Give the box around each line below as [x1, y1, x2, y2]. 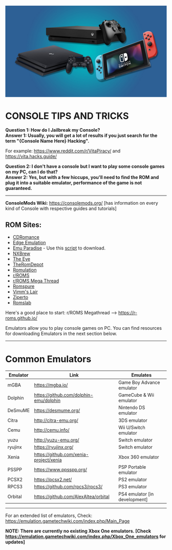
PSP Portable [118, 464, 146, 470]
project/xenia [34, 456, 62, 463]
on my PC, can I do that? [5, 169, 58, 175]
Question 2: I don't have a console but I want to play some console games [5, 163, 165, 170]
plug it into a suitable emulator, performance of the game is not [5, 180, 142, 186]
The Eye [12, 256, 31, 262]
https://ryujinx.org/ [34, 444, 74, 450]
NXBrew [12, 251, 31, 257]
